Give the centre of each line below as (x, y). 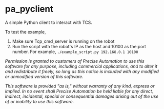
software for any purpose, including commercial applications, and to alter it (81, 66)
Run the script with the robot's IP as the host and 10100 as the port (79, 46)
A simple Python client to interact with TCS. (49, 22)
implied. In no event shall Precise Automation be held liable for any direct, (79, 91)
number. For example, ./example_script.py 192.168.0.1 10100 (75, 52)
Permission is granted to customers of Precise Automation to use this (75, 61)
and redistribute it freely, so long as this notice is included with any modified (82, 71)
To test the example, (26, 32)
